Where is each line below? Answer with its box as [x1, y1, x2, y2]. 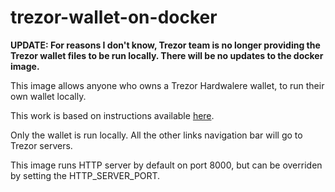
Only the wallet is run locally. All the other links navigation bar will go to [10, 129, 303, 141]
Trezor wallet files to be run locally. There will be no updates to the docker [10, 49, 324, 61]
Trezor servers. [10, 139, 73, 151]
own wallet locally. [10, 90, 87, 102]
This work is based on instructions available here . [10, 109, 215, 121]
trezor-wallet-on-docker [10, 6, 218, 29]
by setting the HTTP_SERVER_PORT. [10, 169, 161, 181]
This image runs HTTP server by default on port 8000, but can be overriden [10, 159, 323, 171]
